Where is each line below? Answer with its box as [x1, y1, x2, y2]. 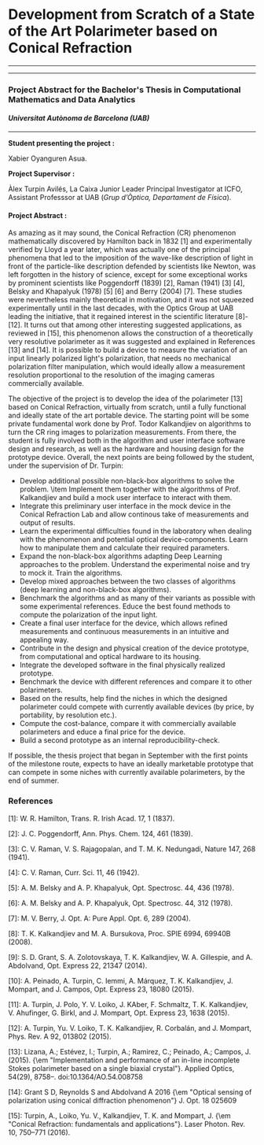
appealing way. [19, 635, 69, 645]
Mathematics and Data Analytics [8, 94, 136, 105]
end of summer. [8, 776, 60, 785]
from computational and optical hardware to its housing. [19, 652, 202, 661]
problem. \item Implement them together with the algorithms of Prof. [19, 484, 241, 494]
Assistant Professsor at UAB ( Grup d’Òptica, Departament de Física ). [8, 193, 232, 202]
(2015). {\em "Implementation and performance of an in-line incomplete [8, 1055, 240, 1065]
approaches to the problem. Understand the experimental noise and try [19, 560, 251, 569]
